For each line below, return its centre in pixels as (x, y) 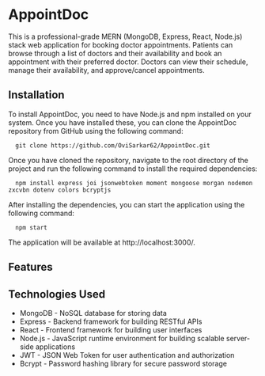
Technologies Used (57, 294)
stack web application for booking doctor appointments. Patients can (121, 44)
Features (30, 267)
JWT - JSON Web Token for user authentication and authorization (127, 355)
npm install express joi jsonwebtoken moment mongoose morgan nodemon (134, 183)
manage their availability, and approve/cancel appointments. (106, 70)
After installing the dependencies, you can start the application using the (127, 204)
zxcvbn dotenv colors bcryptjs (60, 190)
